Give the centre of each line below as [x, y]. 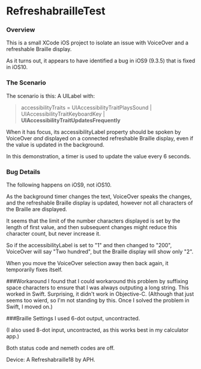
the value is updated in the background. [55, 145]
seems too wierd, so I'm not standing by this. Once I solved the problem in [98, 301]
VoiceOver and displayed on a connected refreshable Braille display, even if [100, 138]
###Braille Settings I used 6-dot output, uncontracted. [73, 319]
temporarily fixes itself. [34, 270]
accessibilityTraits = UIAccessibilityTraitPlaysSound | [86, 107]
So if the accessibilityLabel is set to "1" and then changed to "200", [89, 245]
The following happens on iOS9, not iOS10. [59, 185]
